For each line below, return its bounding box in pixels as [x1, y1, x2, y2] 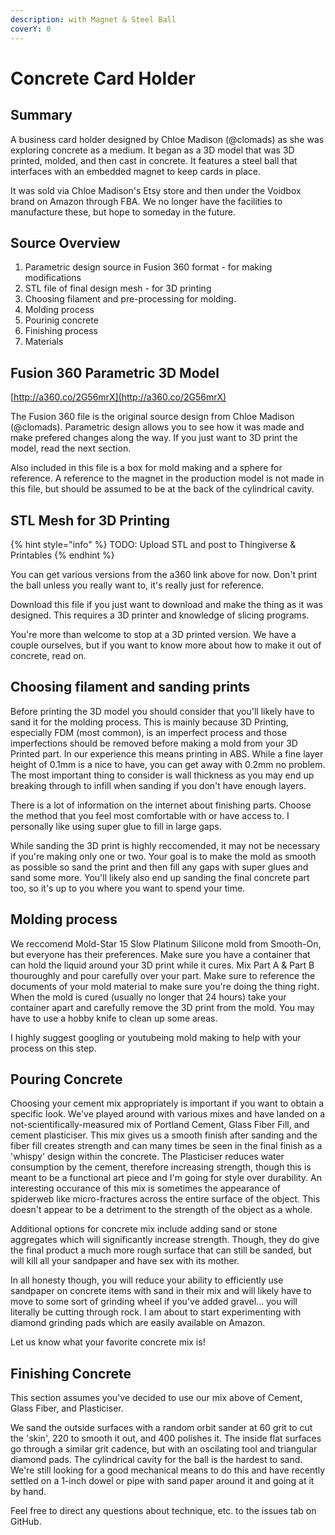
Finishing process [24, 325, 98, 337]
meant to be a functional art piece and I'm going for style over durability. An [10, 1172, 322, 1184]
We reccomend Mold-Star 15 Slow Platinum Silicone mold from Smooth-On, [10, 937, 322, 950]
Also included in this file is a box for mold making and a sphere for [10, 462, 283, 474]
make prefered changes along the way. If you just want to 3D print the [10, 432, 298, 444]
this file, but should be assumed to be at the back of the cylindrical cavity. [10, 483, 315, 495]
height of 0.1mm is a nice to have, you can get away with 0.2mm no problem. [10, 758, 326, 770]
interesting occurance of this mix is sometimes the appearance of [10, 1182, 281, 1195]
